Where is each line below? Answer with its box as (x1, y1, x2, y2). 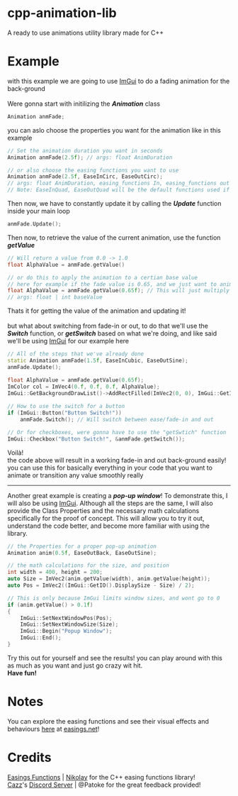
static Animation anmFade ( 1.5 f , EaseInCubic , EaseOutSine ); (7, 357, 189, 364)
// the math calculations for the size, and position (7, 562, 170, 569)
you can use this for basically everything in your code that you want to (7, 463, 212, 472)
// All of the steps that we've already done (7, 350, 144, 358)
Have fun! (7, 668, 37, 677)
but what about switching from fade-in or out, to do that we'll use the (7, 321, 209, 331)
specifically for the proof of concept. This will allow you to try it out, (7, 514, 205, 522)
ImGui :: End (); (20, 634, 62, 641)
